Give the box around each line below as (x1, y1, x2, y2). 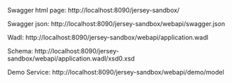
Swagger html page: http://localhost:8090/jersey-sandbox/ (7, 6, 179, 14)
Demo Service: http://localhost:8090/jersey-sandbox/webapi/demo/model (7, 68, 225, 76)
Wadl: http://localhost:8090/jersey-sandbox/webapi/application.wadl (7, 33, 209, 41)
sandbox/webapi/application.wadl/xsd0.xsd (7, 54, 135, 63)
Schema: (7, 47, 33, 55)
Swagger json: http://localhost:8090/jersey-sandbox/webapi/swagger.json (7, 20, 226, 27)
